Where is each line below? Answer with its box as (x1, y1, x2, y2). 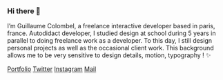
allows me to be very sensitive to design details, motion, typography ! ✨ (7, 51, 211, 59)
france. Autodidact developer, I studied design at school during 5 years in (7, 29, 216, 37)
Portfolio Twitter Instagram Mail (7, 65, 97, 73)
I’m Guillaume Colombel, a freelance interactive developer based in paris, (7, 22, 215, 30)
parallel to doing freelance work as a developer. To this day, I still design (7, 37, 213, 45)
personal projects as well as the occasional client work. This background (7, 44, 214, 52)
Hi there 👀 (7, 6, 41, 16)
